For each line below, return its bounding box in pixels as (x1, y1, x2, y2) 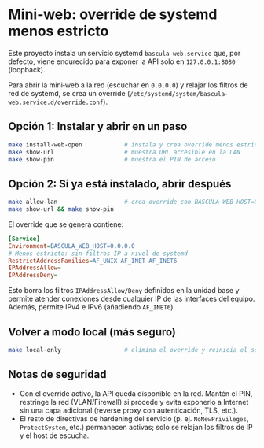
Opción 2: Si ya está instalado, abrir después (8, 177, 232, 191)
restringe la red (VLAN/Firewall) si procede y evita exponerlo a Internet (19, 397, 249, 406)
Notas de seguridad (8, 368, 107, 381)
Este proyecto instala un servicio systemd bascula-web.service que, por (8, 48, 241, 57)
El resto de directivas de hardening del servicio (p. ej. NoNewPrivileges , (19, 413, 249, 423)
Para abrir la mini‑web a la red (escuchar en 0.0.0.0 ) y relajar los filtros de (8, 80, 249, 90)
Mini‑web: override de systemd (8, 6, 218, 24)
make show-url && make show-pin (8, 205, 114, 213)
